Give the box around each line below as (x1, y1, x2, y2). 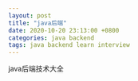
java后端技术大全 (8, 64, 64, 74)
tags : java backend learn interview (8, 41, 130, 49)
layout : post (8, 11, 52, 20)
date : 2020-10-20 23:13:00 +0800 (8, 26, 120, 34)
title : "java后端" (8, 19, 67, 27)
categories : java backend (8, 33, 94, 42)
